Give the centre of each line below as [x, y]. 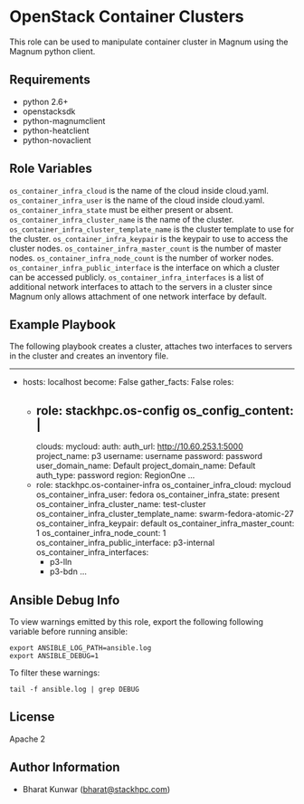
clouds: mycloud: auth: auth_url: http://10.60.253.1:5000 [140, 446]
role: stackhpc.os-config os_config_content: [165, 411]
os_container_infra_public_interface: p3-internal [125, 543]
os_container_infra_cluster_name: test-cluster [121, 504]
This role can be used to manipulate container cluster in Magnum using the [149, 42]
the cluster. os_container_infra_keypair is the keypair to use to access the [149, 238]
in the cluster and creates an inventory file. [89, 356]
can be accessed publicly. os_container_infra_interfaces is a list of [137, 277]
